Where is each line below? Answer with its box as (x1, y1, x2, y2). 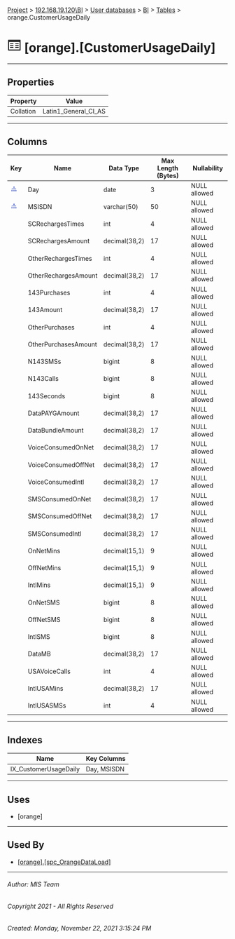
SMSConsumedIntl (27, 529, 82, 538)
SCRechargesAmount (27, 237, 90, 245)
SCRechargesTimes (27, 219, 85, 228)
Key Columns (85, 755, 126, 763)
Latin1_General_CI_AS (43, 107, 106, 116)
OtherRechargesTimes (27, 254, 92, 262)
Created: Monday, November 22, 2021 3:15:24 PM (7, 924, 152, 932)
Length (157, 163, 178, 172)
